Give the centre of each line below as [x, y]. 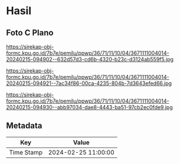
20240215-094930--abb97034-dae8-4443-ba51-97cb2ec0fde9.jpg [89, 107]
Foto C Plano [30, 33]
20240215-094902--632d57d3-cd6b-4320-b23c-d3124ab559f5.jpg [90, 59]
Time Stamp [26, 152]
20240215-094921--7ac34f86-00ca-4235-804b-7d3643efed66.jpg [89, 83]
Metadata [24, 126]
